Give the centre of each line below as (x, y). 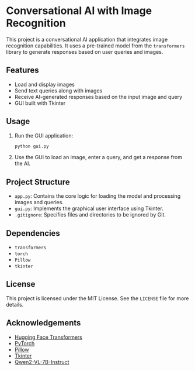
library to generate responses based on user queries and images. (85, 51)
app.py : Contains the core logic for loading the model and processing (97, 196)
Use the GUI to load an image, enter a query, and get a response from (98, 157)
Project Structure (38, 182)
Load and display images (44, 84)
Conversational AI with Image (79, 11)
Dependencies (33, 233)
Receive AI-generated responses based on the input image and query (98, 97)
